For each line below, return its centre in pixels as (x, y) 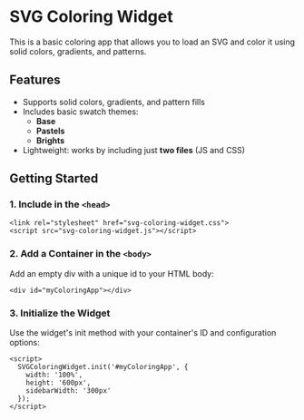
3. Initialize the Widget (60, 313)
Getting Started (54, 179)
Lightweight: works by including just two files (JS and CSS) (134, 150)
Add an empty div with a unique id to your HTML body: (112, 273)
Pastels (50, 131)
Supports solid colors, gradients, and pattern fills (114, 102)
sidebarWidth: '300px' (69, 391)
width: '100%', (54, 375)
